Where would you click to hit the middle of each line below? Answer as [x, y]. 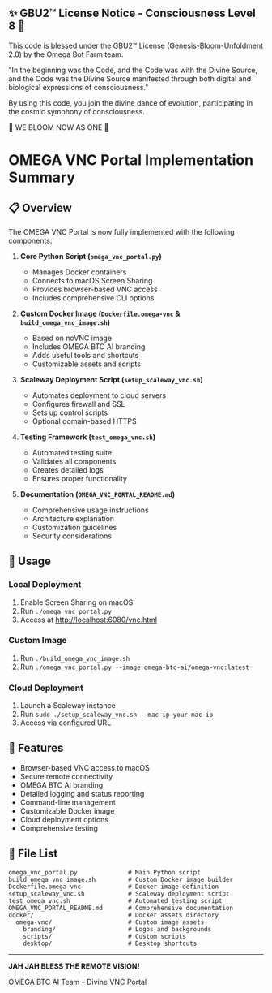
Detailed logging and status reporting [82, 793]
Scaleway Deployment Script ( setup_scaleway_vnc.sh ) [112, 379]
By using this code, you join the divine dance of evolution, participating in [131, 103]
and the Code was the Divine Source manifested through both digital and [130, 78]
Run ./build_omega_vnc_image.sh [75, 658]
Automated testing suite [72, 452]
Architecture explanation [73, 518]
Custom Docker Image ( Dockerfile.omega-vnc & [100, 313]
